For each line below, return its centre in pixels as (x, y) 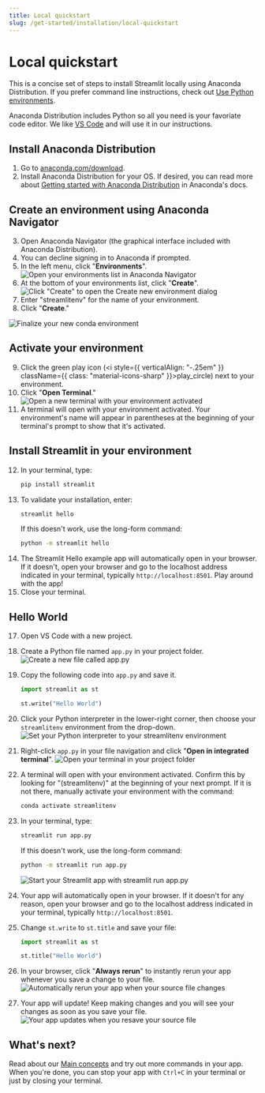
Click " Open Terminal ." (58, 393)
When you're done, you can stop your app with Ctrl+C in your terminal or (127, 1072)
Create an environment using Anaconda (109, 210)
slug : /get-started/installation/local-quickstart (94, 23)
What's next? (43, 1044)
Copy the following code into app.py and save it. (98, 675)
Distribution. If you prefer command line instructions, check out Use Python (132, 92)
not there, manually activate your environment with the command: (127, 791)
